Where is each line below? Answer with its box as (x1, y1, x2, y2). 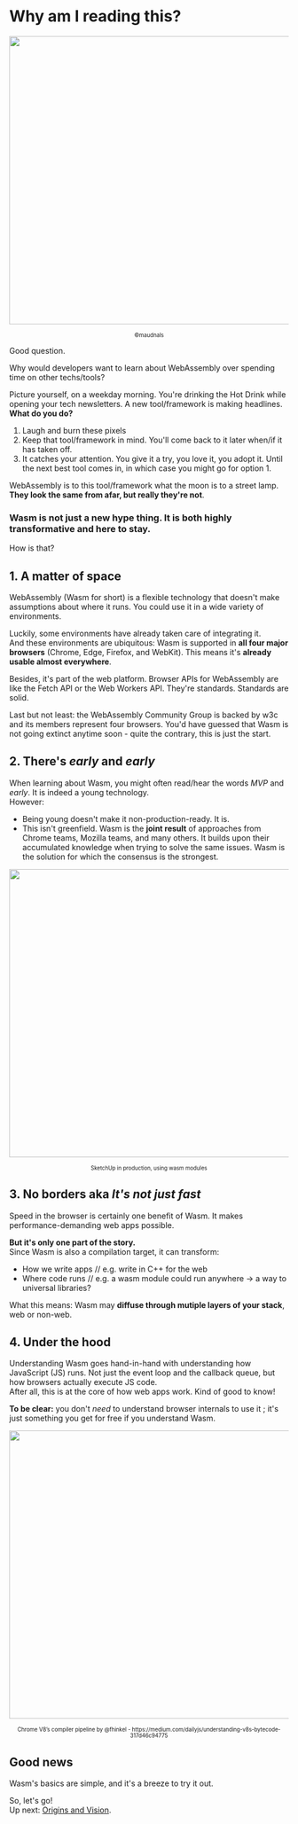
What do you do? (9, 408, 74, 419)
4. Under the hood (9, 1335, 111, 1350)
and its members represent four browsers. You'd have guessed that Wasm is (9, 719, 289, 730)
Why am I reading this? (9, 6, 182, 27)
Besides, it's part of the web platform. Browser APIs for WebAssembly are (9, 674, 279, 685)
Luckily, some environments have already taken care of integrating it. (9, 628, 262, 639)
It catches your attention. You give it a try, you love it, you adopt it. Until (21, 453, 284, 464)
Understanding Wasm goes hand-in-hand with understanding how (9, 1358, 252, 1369)
